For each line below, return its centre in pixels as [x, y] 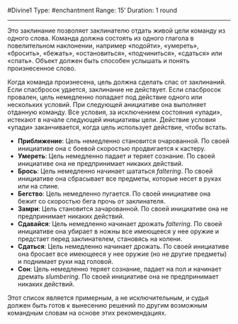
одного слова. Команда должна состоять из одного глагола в [101, 38]
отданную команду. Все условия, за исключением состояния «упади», [115, 112]
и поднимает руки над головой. [65, 261]
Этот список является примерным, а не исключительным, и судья [108, 298]
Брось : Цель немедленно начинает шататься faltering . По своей [115, 171]
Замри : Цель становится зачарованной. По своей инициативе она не [123, 209]
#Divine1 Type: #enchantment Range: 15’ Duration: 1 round [92, 10]
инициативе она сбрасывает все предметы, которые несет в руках [119, 179]
